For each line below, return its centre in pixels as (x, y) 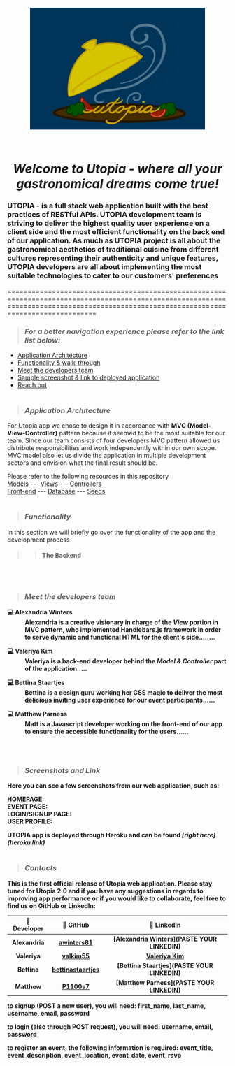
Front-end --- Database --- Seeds (56, 491)
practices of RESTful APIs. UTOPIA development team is (105, 215)
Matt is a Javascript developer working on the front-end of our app (123, 724)
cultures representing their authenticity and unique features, (113, 258)
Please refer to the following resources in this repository (88, 477)
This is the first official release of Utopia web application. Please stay (110, 883)
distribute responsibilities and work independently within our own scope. (112, 448)
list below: (42, 340)
